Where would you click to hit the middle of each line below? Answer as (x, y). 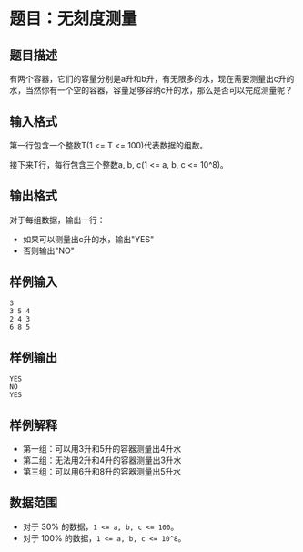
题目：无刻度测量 (74, 19)
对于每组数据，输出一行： (57, 220)
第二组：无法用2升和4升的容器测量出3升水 (102, 460)
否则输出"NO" (49, 250)
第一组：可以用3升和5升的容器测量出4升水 (102, 449)
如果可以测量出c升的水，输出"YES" (88, 239)
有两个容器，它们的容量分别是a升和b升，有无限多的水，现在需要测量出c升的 (152, 79)
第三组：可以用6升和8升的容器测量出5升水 (102, 472)
